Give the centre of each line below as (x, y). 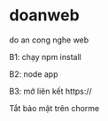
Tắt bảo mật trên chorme (54, 108)
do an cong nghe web (49, 40)
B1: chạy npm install (45, 57)
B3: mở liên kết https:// (51, 91)
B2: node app (34, 74)
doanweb (44, 15)
